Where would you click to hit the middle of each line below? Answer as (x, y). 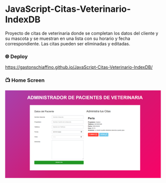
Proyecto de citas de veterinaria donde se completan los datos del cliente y (82, 33)
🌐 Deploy (17, 56)
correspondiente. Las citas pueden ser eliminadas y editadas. (68, 43)
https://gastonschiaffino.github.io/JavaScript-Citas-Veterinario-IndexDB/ (79, 67)
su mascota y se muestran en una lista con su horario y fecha (68, 38)
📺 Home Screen (25, 80)
